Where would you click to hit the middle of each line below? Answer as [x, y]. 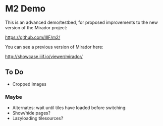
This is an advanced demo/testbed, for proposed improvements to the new [81, 22]
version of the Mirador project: [36, 27]
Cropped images [29, 84]
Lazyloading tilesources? [38, 118]
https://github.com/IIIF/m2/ [33, 37]
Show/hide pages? [31, 113]
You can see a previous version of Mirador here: [54, 47]
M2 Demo [25, 9]
